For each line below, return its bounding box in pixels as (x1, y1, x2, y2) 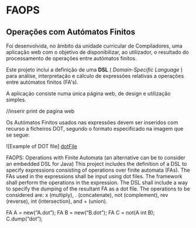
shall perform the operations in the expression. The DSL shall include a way (6, 179, 188, 186)
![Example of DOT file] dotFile (6, 143, 78, 149)
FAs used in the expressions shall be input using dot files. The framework (6, 173, 183, 179)
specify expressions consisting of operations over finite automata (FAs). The (6, 166, 190, 173)
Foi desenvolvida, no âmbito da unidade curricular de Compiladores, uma (6, 42, 183, 49)
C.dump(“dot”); (6, 215, 43, 222)
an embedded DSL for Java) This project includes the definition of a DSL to (6, 161, 187, 167)
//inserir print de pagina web (6, 108, 75, 114)
